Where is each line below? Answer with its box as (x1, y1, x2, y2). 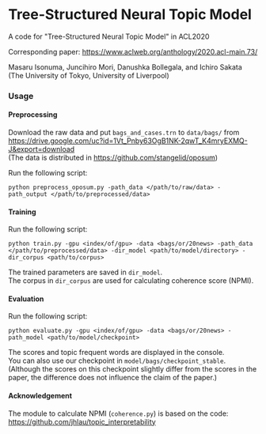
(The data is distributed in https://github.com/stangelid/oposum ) (8, 153, 218, 163)
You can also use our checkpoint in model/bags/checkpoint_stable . (8, 356, 226, 365)
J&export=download (8, 145, 75, 154)
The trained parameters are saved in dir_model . (8, 267, 163, 277)
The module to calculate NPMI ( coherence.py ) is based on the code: (8, 409, 229, 418)
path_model (8, 334, 44, 342)
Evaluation (8, 294, 44, 304)
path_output (8, 191, 47, 198)
